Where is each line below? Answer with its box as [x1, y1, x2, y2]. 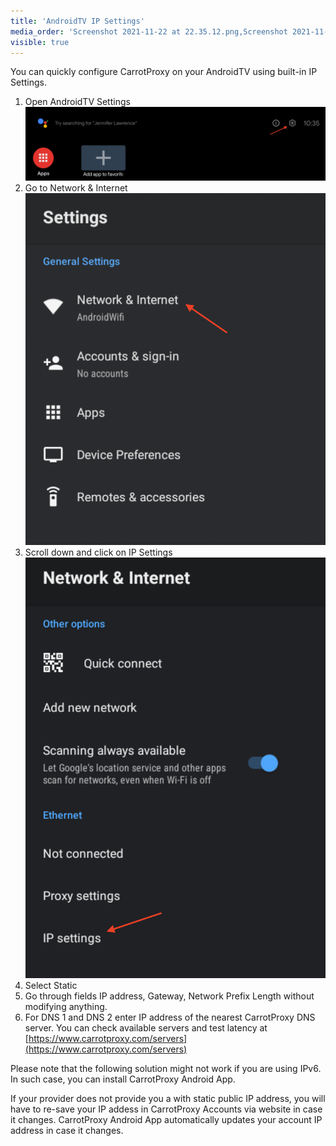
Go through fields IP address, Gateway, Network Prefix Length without [24, 990, 315, 1002]
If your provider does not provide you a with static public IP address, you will [10, 1092, 326, 1104]
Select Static [24, 979, 78, 991]
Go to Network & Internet [24, 181, 128, 194]
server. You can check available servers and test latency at [24, 1021, 268, 1034]
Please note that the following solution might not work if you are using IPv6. [10, 1062, 322, 1074]
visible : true [10, 37, 70, 47]
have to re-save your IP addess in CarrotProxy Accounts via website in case [10, 1103, 323, 1115]
